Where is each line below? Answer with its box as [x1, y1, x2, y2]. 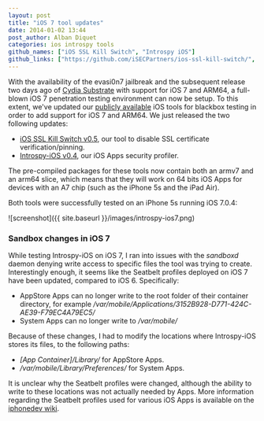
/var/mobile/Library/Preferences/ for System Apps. [19, 364, 185, 373]
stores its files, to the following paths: [8, 340, 130, 349]
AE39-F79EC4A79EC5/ [19, 308, 96, 317]
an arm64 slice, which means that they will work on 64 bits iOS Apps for [8, 174, 243, 183]
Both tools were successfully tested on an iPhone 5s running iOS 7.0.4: [8, 198, 238, 207]
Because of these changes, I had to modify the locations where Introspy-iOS [8, 331, 256, 341]
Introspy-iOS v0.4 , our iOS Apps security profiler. [19, 150, 180, 160]
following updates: [8, 119, 69, 128]
